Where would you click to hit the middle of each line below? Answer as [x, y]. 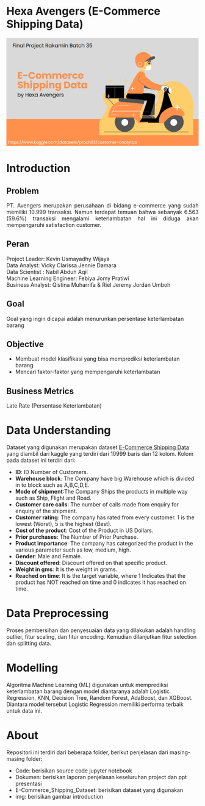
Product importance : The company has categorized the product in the [104, 544]
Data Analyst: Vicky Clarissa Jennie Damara [62, 265]
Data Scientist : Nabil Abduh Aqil [47, 272]
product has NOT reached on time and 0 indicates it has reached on [100, 582]
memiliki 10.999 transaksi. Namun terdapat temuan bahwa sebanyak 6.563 [103, 212]
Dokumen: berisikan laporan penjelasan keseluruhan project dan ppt [101, 777]
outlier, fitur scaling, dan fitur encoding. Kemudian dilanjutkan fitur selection [102, 637]
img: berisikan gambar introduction [59, 796]
